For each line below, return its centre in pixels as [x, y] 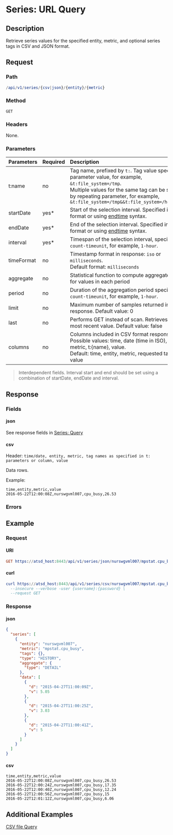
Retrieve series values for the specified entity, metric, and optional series [83, 41]
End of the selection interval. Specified [116, 224]
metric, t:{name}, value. [98, 347]
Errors [14, 507]
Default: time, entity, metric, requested [116, 354]
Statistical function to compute [107, 275]
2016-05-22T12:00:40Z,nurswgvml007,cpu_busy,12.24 [61, 790]
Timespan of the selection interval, [111, 239]
